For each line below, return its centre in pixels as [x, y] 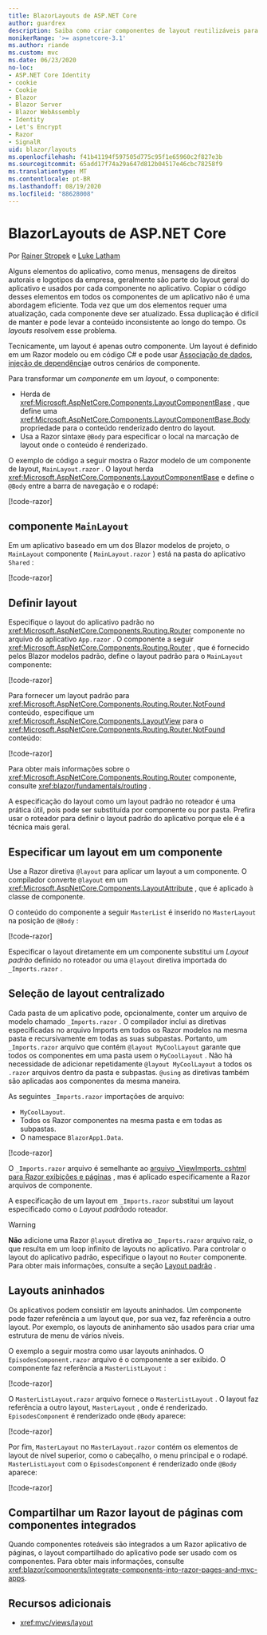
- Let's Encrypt [35, 127]
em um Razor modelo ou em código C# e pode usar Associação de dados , [130, 354]
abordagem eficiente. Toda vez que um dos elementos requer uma [118, 305]
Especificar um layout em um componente [116, 852]
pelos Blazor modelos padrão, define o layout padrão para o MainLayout [126, 657]
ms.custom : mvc [33, 53]
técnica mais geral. [39, 827]
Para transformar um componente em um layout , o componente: [114, 378]
